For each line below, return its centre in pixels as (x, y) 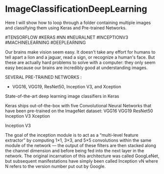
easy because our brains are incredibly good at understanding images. (76, 68)
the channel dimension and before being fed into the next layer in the (75, 150)
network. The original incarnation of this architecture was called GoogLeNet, (82, 156)
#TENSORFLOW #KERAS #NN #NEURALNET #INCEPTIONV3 (67, 37)
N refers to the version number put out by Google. (56, 166)
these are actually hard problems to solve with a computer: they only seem (80, 62)
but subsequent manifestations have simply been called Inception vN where (82, 161)
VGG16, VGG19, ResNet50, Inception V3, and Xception (67, 86)
